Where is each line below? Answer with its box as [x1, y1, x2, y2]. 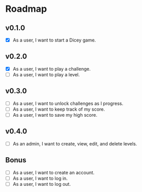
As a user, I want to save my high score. [12, 112, 98, 118]
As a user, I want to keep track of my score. [12, 106, 105, 112]
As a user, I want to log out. [12, 181, 71, 187]
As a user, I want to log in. [12, 175, 68, 181]
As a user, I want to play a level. [12, 71, 80, 77]
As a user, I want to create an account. [12, 169, 95, 176]
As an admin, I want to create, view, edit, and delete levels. [12, 140, 137, 146]
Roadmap [5, 3, 47, 15]
